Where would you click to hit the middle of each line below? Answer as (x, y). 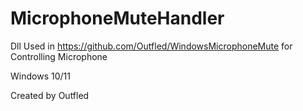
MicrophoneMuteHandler (117, 18)
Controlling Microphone (59, 56)
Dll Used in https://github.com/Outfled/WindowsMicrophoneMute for (151, 46)
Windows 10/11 (40, 76)
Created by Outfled (50, 95)
